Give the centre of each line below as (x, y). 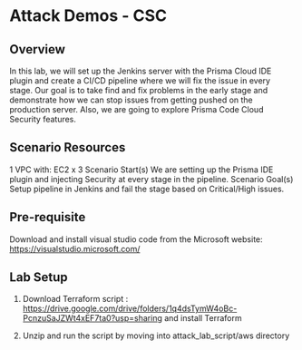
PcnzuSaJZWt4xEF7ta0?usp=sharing (93, 318)
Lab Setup (39, 277)
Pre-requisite (48, 217)
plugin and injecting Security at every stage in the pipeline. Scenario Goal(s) (151, 179)
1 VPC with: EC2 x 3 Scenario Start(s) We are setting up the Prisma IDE (141, 170)
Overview (38, 49)
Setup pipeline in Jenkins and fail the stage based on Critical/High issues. (147, 189)
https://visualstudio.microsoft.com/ (75, 248)
